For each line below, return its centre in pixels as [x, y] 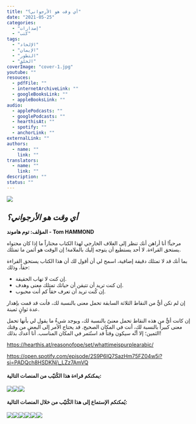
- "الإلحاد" [25, 45]
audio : [15, 105]
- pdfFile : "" [29, 83]
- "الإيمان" [25, 50]
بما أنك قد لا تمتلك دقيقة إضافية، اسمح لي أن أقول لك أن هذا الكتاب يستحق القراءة [97, 261]
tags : [13, 39]
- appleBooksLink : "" [39, 99]
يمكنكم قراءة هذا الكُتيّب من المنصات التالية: [54, 376]
